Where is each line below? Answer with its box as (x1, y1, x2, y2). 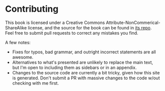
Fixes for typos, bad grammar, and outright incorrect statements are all (12, 49, 156, 55)
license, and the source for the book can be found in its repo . (28, 24, 152, 30)
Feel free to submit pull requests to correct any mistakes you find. (5, 30, 139, 36)
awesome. (12, 54, 33, 60)
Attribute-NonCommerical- (105, 20, 161, 25)
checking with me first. (12, 80, 59, 86)
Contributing (5, 3, 59, 15)
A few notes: (5, 39, 31, 45)
